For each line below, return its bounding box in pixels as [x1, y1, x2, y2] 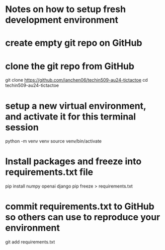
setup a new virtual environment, [5, 100, 146, 111]
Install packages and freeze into [5, 156, 142, 167]
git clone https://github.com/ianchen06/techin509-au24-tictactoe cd [5, 77, 148, 83]
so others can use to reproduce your [5, 212, 160, 223]
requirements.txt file [5, 166, 94, 178]
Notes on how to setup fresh [5, 4, 126, 15]
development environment [5, 14, 118, 26]
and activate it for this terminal [5, 111, 136, 122]
